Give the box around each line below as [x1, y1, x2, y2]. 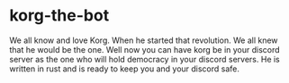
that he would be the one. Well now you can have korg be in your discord [9, 44, 281, 54]
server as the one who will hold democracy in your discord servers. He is [9, 54, 281, 64]
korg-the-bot [9, 5, 110, 26]
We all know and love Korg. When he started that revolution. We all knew [9, 35, 278, 46]
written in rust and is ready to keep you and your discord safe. [9, 63, 240, 74]
